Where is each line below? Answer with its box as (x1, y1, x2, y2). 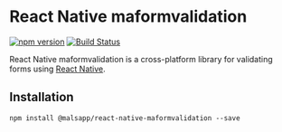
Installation (9, 90, 74, 105)
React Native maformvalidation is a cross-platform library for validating (9, 53, 273, 64)
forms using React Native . (9, 63, 106, 74)
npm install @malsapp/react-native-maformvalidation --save (9, 113, 241, 123)
